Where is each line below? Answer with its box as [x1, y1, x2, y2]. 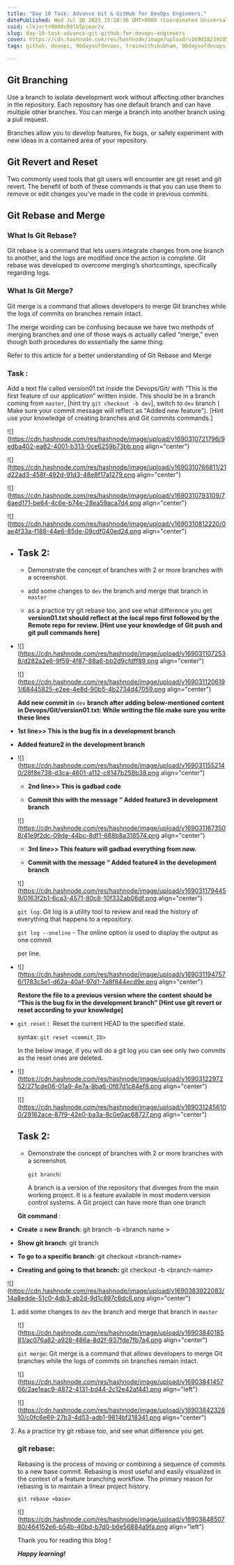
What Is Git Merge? [7, 286, 74, 296]
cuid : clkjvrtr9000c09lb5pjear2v [7, 23, 104, 30]
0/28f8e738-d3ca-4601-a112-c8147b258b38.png [17, 768, 159, 777]
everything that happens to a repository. [17, 914, 133, 923]
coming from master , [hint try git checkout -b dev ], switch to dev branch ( [7, 398, 220, 407]
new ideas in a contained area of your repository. [7, 136, 148, 144]
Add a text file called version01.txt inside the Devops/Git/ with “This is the [7, 384, 218, 392]
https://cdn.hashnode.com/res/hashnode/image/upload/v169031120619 [19, 677, 225, 686]
